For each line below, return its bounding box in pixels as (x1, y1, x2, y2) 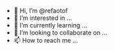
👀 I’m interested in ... (13, 14, 73, 22)
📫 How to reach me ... (13, 37, 78, 44)
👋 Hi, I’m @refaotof (13, 7, 68, 14)
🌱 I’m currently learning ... (13, 21, 88, 29)
